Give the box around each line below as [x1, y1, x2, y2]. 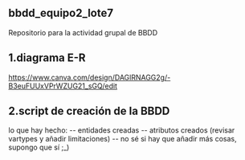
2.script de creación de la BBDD [8, 105, 170, 118]
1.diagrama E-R [8, 51, 86, 65]
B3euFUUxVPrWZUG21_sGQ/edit [8, 80, 118, 91]
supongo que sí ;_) [8, 142, 70, 152]
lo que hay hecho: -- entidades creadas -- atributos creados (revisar [8, 125, 235, 135]
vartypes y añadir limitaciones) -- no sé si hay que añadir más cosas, [8, 134, 237, 144]
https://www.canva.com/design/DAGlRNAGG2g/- [8, 72, 171, 82]
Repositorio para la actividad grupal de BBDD [8, 27, 158, 37]
